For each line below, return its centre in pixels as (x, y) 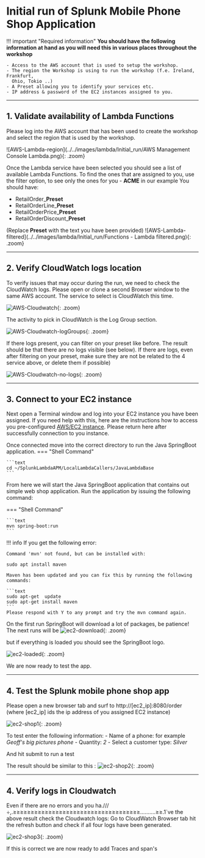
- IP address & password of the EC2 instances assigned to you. (90, 92)
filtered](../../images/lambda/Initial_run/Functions (68, 237)
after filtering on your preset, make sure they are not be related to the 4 (96, 356)
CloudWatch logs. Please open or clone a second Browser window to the (98, 289)
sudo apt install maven (37, 565)
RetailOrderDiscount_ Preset (50, 218)
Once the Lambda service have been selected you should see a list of (94, 168)
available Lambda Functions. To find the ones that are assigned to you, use (100, 174)
